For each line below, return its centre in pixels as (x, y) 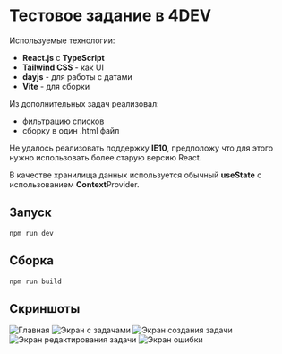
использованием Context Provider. (74, 184)
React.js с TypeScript (63, 57)
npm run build (36, 281)
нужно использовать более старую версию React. (106, 157)
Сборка (31, 261)
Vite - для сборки (56, 86)
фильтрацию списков (63, 121)
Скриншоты (45, 309)
